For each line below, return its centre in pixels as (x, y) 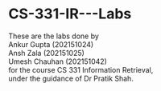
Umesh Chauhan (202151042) (58, 61)
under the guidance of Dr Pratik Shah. (71, 78)
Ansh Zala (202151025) (46, 53)
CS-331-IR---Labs (70, 14)
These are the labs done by (54, 36)
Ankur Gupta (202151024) (51, 44)
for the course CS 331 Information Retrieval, (81, 69)
